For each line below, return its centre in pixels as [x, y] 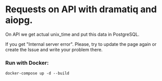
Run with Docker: [27, 63]
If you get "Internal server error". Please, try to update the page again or [81, 44]
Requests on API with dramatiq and [81, 9]
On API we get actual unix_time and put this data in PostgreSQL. [72, 34]
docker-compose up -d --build [37, 73]
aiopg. [19, 20]
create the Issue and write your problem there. [54, 49]
